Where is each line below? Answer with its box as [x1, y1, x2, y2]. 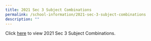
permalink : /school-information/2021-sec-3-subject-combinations [5, 12, 146, 17]
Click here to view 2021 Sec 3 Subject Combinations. [5, 30, 116, 36]
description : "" [5, 16, 40, 21]
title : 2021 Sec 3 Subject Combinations [5, 7, 92, 12]
